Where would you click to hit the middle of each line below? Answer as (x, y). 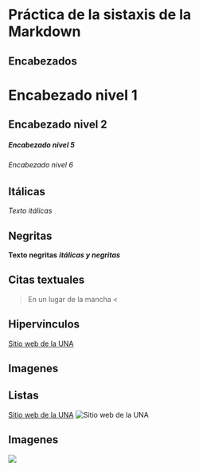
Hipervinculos (44, 324)
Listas (24, 396)
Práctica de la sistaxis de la (100, 15)
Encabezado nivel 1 (73, 95)
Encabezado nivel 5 (42, 144)
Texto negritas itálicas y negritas (64, 255)
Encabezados (43, 61)
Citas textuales (47, 280)
